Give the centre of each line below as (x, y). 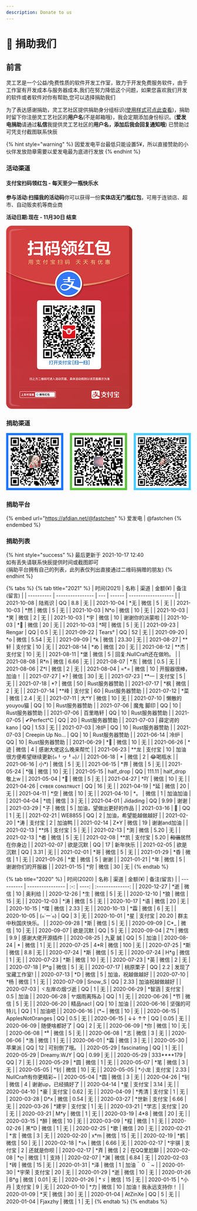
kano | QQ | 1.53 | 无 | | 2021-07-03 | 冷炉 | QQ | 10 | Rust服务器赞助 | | (91, 727)
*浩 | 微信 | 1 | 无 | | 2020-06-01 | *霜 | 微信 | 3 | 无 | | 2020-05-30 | (106, 1040)
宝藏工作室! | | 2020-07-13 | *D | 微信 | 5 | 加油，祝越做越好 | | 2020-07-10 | (97, 974)
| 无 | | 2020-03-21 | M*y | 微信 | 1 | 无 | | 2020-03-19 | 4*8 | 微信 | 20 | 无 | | (98, 1114)
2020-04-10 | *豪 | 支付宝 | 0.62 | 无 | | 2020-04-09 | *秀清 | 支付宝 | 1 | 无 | (97, 1092)
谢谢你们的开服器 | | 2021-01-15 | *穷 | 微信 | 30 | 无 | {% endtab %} (87, 867)
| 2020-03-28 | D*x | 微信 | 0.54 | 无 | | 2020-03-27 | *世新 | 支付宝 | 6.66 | (96, 1099)
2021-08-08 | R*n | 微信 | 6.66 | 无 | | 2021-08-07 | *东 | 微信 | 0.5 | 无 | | (93, 662)
